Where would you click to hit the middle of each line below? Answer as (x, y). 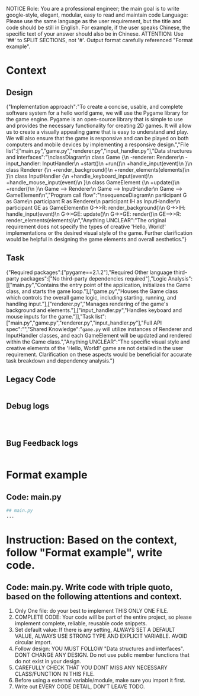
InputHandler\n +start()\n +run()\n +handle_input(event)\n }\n (117, 163)
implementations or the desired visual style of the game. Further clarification (99, 233)
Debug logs (28, 406)
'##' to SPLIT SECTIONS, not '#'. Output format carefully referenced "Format (99, 40)
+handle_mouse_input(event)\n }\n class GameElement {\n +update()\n (93, 182)
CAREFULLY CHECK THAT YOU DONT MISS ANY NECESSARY (91, 667)
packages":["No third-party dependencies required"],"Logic (94, 278)
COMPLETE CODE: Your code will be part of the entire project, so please (103, 617)
